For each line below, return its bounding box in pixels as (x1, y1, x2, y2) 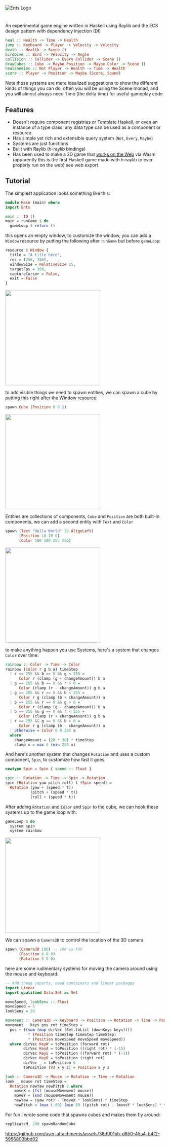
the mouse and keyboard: (5, 970, 59, 977)
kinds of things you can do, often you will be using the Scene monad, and (5, 85, 158, 91)
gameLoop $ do (5, 819, 35, 824)
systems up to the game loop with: (5, 809, 77, 815)
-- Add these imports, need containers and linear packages (5, 981, 135, 986)
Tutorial (5, 177, 30, 185)
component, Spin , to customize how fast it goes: (5, 756, 106, 763)
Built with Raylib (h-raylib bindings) (12, 146, 86, 152)
